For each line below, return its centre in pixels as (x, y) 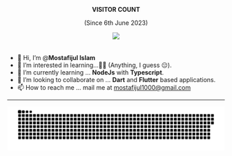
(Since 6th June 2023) (116, 23)
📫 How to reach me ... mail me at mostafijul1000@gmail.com (104, 87)
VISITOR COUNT (116, 9)
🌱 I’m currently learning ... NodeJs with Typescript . (90, 72)
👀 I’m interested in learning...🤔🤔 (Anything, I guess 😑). (94, 65)
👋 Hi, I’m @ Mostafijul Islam (56, 58)
